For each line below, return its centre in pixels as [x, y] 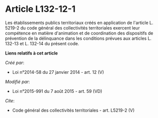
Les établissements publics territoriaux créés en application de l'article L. [79, 23]
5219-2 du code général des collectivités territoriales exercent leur [73, 28]
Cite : [10, 101]
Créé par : [15, 62]
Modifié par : [18, 82]
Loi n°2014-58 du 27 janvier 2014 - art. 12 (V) [58, 72]
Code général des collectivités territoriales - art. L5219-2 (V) [73, 110]
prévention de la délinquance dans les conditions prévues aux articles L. [78, 38]
